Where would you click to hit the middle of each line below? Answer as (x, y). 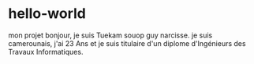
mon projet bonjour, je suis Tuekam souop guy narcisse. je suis (110, 35)
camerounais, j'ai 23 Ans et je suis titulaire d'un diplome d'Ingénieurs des (127, 43)
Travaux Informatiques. (46, 52)
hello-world (47, 14)
